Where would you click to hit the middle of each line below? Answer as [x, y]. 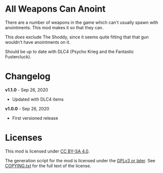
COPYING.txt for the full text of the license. [48, 166]
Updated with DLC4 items [38, 99]
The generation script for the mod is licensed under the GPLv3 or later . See [80, 160]
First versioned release [35, 118]
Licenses [24, 138]
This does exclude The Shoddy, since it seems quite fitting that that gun [77, 37]
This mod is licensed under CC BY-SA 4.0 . [47, 151]
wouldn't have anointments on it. [38, 42]
